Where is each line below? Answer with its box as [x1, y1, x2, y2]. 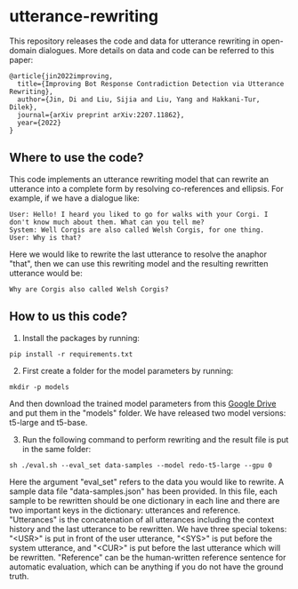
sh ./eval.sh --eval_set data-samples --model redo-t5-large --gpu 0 [9, 460, 273, 470]
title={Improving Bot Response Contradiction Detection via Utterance [17, 79, 285, 88]
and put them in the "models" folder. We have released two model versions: [9, 407, 286, 418]
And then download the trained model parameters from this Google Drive [9, 398, 277, 409]
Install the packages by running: [21, 332, 141, 343]
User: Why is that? [9, 233, 82, 242]
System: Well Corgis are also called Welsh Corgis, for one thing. [9, 225, 265, 235]
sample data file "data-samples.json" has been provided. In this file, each [9, 486, 278, 497]
